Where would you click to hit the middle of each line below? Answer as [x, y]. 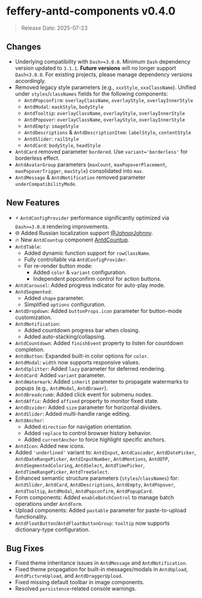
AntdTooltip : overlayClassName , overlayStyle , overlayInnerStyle [105, 113]
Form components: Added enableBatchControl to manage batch [94, 497]
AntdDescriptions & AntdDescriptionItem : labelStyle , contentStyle [108, 132]
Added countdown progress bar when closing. [82, 330]
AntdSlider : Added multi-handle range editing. [73, 413]
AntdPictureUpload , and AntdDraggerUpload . [69, 576]
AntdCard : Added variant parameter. [60, 375]
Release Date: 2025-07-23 [54, 28]
